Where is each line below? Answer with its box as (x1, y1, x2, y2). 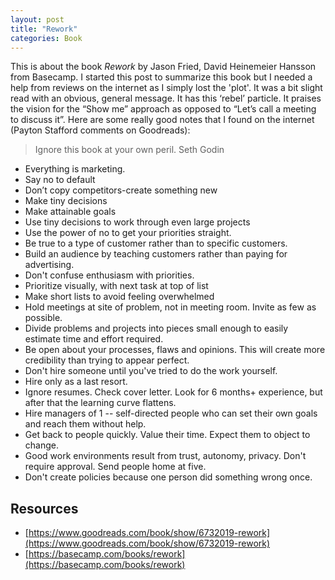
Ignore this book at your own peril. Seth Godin (34, 144, 225, 156)
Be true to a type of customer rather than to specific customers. (24, 237, 288, 250)
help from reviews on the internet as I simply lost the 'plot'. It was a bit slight (10, 82, 323, 94)
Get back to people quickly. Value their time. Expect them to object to (24, 429, 311, 441)
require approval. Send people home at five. (24, 461, 207, 473)
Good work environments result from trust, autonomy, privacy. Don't (24, 450, 307, 462)
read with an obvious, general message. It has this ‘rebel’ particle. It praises (10, 92, 322, 105)
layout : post (10, 14, 65, 25)
